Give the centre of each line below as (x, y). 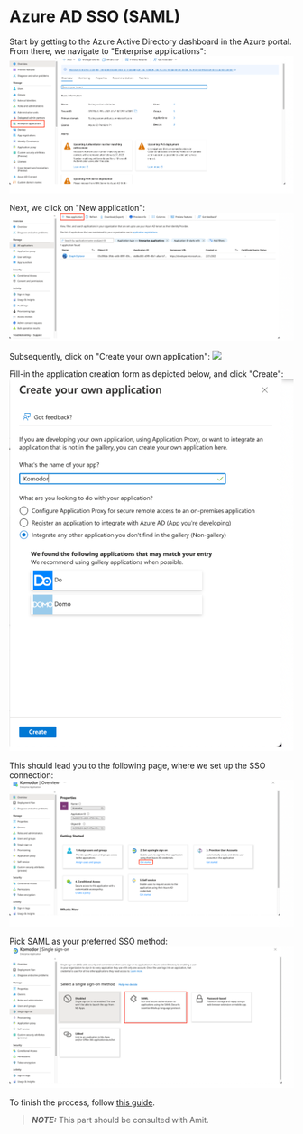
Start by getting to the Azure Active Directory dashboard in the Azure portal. (151, 41)
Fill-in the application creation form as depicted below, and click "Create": (147, 374)
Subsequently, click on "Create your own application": (110, 357)
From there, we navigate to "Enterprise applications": (108, 50)
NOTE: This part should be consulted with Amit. (120, 1120)
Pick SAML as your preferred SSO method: (89, 941)
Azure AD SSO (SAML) (95, 17)
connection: (32, 775)
